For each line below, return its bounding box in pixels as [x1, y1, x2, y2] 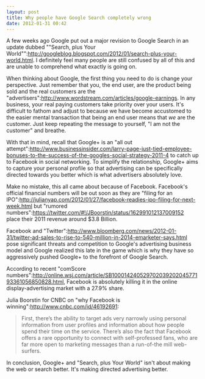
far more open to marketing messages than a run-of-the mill [21, 340, 173, 348]
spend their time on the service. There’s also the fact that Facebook [21, 328, 192, 335]
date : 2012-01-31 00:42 [6, 20, 67, 26]
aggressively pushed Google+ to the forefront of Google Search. [6, 253, 169, 260]
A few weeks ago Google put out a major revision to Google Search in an [6, 37, 189, 45]
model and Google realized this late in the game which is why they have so [6, 247, 194, 254]
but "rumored [33, 202, 68, 210]
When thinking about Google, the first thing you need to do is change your [6, 75, 193, 83]
